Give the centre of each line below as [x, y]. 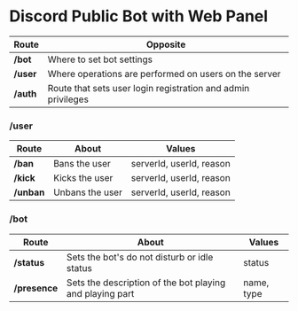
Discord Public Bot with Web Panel [139, 16]
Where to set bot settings [100, 59]
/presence [36, 288]
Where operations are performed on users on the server [164, 74]
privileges [68, 99]
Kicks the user [83, 178]
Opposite [166, 44]
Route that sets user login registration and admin [149, 88]
